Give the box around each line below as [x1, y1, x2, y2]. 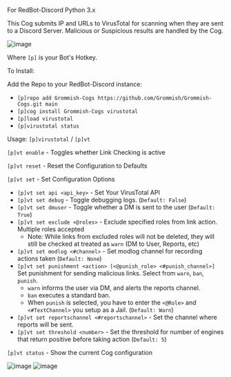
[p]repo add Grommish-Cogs [17, 95, 95, 101]
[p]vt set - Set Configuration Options [7, 175, 115, 183]
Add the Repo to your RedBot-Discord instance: [7, 80, 143, 88]
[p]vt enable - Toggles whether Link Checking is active [7, 148, 165, 156]
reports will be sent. [17, 320, 74, 329]
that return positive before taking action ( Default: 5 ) [17, 335, 167, 343]
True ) [17, 211, 32, 218]
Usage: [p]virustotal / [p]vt [7, 135, 91, 143]
